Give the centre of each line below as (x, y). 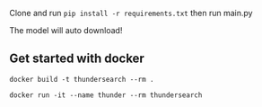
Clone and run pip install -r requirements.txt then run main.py (131, 13)
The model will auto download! (66, 30)
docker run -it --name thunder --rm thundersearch (106, 95)
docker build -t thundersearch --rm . (82, 79)
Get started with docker (77, 59)
